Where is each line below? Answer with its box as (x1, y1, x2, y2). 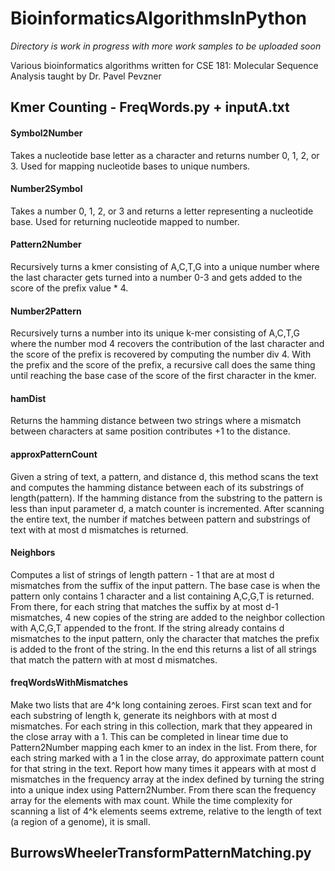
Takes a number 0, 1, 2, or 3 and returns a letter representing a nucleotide (10, 205, 314, 217)
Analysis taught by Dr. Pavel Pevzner (10, 70, 162, 82)
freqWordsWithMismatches (10, 677, 128, 689)
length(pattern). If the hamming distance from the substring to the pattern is (10, 492, 323, 504)
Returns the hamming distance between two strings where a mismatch (10, 415, 302, 427)
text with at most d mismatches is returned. (10, 523, 189, 536)
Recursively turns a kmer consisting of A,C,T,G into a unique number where (10, 260, 320, 272)
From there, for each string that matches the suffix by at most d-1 (10, 600, 279, 612)
